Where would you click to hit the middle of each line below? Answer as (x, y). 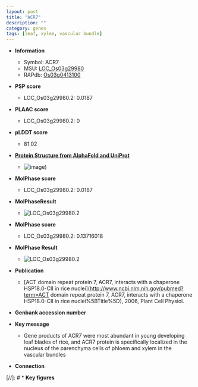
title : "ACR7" (24, 17)
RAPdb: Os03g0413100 (52, 75)
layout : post (22, 12)
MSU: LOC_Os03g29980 (54, 68)
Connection (29, 366)
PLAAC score (32, 109)
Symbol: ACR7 (41, 62)
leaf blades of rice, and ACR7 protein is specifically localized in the (105, 342)
